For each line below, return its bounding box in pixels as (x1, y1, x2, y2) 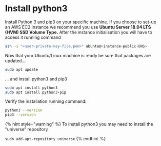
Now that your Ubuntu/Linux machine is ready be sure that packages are (5, 52, 151, 58)
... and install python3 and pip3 (5, 76, 67, 81)
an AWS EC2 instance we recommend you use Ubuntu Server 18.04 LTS (5, 24, 151, 30)
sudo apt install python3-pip (5, 90, 67, 95)
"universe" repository (5, 127, 48, 132)
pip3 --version (5, 113, 36, 117)
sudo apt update (5, 67, 38, 72)
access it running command (5, 34, 61, 40)
